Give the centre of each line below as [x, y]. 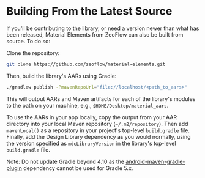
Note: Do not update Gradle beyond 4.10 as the [65, 161]
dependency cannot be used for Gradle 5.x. [78, 168]
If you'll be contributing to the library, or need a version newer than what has [103, 28]
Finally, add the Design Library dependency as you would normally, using [99, 136]
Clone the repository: [33, 53]
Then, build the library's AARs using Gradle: [61, 76]
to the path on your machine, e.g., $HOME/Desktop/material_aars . [88, 105]
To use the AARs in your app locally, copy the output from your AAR [92, 117]
